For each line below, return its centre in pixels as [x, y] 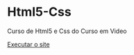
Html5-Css [39, 12]
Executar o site [28, 44]
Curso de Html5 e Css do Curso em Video [67, 31]
